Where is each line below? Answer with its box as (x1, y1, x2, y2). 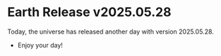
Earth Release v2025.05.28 (7, 4, 172, 20)
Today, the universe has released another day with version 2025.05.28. (7, 27, 214, 36)
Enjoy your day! (17, 41, 64, 49)
